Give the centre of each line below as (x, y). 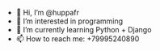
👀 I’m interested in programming (69, 21)
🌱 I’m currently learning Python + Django (84, 30)
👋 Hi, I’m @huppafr (47, 13)
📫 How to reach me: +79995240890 (78, 39)
